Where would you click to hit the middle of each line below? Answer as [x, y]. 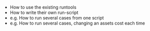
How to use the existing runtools [43, 7]
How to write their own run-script [44, 12]
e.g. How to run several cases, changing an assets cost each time [77, 23]
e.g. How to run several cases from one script [57, 18]
